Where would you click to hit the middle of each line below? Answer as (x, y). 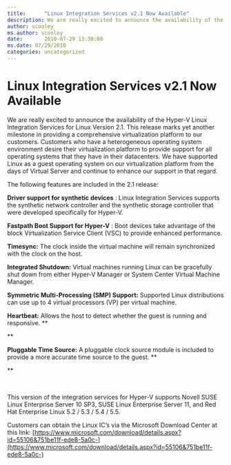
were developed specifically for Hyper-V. (65, 212)
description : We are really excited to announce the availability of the (115, 20)
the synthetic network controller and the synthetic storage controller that (110, 205)
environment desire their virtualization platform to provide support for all (110, 149)
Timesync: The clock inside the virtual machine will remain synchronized (111, 246)
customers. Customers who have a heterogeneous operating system (104, 141)
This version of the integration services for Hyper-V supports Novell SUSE (112, 397)
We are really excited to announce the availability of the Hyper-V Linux (107, 120)
